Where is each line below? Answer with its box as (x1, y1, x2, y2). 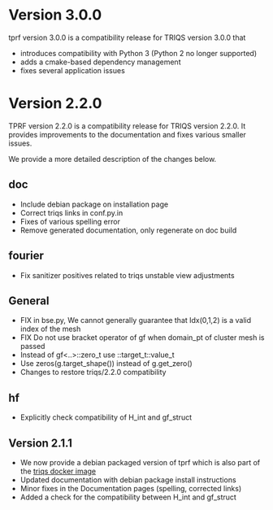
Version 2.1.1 (8, 436, 73, 450)
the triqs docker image (19, 466, 97, 476)
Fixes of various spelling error (19, 216, 120, 226)
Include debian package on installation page (19, 199, 169, 209)
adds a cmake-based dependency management (19, 57, 181, 67)
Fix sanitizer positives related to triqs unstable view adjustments (19, 270, 235, 280)
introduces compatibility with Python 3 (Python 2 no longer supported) (19, 48, 258, 58)
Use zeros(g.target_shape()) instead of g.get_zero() (19, 359, 193, 368)
